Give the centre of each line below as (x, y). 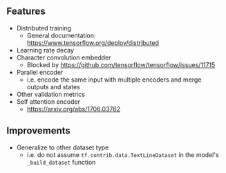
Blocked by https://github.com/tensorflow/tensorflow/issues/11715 (121, 64)
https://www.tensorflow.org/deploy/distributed (93, 43)
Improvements (38, 131)
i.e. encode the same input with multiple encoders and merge (114, 80)
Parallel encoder (40, 72)
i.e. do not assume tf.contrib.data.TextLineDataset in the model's (123, 154)
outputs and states (54, 86)
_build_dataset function (61, 162)
